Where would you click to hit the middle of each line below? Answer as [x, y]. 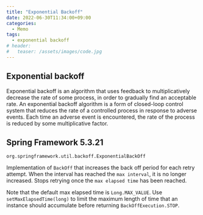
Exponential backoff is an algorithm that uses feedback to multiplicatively [98, 91]
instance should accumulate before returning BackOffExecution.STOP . [93, 205]
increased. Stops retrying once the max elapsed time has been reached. [97, 181]
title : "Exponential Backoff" [45, 12]
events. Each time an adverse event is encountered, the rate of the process [101, 117]
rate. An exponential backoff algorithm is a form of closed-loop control [95, 104]
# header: [19, 46]
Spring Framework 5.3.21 [55, 142]
